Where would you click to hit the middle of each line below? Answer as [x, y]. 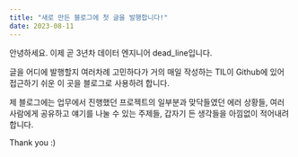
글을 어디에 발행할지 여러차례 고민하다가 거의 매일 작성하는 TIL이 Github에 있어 [147, 72]
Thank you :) [33, 142]
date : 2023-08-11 [42, 26]
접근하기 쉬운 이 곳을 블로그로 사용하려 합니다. [90, 83]
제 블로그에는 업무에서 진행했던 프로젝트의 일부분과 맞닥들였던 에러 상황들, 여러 [147, 102]
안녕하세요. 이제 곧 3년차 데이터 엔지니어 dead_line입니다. [111, 52]
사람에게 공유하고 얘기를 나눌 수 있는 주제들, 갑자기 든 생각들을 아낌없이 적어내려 [149, 113]
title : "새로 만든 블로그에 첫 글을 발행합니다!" [89, 17]
